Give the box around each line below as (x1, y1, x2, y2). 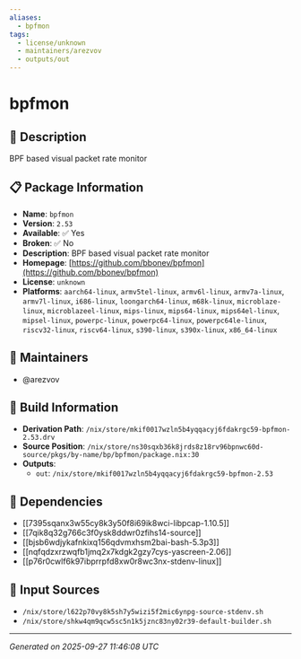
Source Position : (21, 441, 85, 452)
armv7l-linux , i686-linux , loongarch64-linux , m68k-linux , (21, 295, 236, 306)
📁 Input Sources (9, 582, 100, 597)
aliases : (9, 13, 42, 22)
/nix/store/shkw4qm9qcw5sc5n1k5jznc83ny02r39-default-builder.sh (21, 617, 271, 627)
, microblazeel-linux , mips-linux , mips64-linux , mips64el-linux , (42, 304, 280, 315)
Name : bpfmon (21, 208, 74, 219)
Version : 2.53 (21, 217, 73, 229)
